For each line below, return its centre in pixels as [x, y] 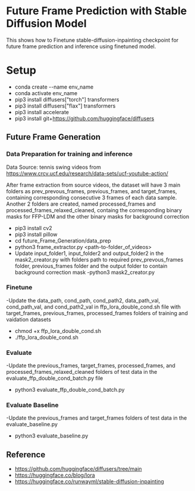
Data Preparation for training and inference [69, 154]
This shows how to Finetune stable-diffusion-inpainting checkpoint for [92, 40]
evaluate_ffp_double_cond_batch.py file [55, 378]
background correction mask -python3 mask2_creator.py [85, 272]
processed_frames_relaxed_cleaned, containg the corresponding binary [94, 210]
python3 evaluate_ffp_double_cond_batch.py [70, 390]
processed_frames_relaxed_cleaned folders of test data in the [82, 372]
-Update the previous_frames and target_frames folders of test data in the [97, 418]
